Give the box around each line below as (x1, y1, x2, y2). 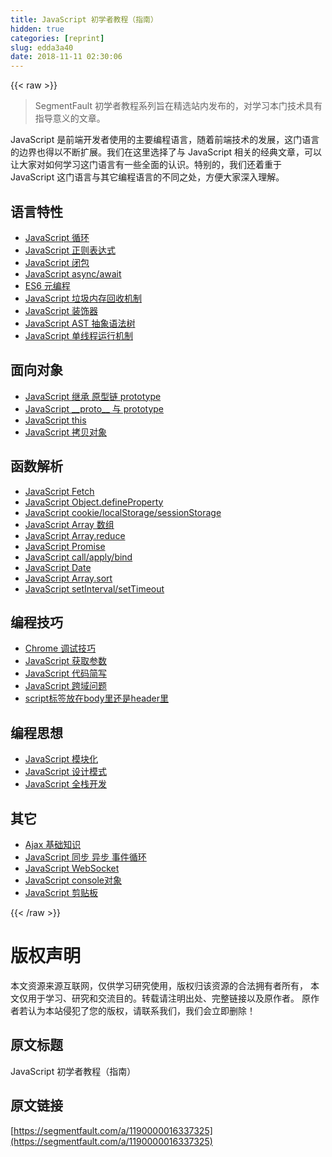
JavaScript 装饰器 (24, 304, 98, 316)
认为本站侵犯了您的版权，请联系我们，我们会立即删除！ (27, 1004, 256, 1016)
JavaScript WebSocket (24, 862, 120, 874)
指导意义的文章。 (34, 112, 106, 125)
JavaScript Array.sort (24, 572, 113, 584)
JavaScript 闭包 (24, 256, 90, 268)
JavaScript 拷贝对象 (24, 426, 107, 438)
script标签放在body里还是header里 (24, 692, 170, 705)
